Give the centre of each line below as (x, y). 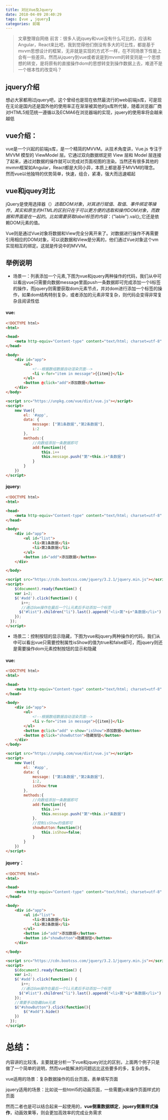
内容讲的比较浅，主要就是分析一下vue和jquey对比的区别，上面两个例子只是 (83, 1062)
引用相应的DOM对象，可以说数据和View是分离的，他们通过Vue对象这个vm (82, 239)
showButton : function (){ (57, 828)
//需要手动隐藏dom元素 (35, 1003)
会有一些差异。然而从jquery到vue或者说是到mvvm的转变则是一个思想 (89, 57)
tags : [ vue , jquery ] (28, 19)
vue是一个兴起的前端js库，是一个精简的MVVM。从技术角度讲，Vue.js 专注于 (84, 149)
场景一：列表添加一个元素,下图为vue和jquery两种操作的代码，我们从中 (85, 276)
